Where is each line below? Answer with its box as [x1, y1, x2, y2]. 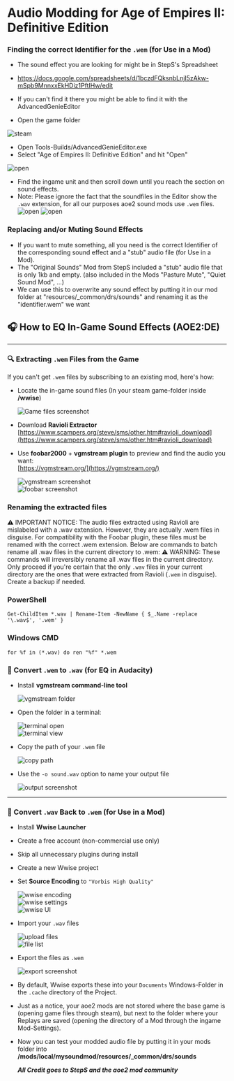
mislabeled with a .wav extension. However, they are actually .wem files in [7, 525, 219, 534]
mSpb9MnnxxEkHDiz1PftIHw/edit [17, 82, 114, 90]
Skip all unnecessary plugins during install [17, 850, 139, 859]
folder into [17, 1045, 47, 1053]
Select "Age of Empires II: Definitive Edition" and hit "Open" [17, 150, 188, 159]
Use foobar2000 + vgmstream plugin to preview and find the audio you [17, 449, 226, 457]
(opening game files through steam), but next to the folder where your [17, 1009, 219, 1017]
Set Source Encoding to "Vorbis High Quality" [17, 877, 155, 885]
